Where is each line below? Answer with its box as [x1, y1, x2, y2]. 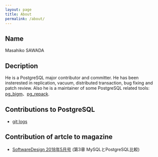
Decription [5, 62, 38, 70]
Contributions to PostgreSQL [5, 105, 95, 114]
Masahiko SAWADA [5, 48, 44, 53]
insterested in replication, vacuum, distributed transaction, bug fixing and [5, 80, 153, 86]
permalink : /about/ [5, 16, 45, 21]
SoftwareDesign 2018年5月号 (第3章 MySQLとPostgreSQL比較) [12, 146, 140, 152]
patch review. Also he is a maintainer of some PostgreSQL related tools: [5, 85, 150, 91]
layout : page [5, 7, 32, 12]
